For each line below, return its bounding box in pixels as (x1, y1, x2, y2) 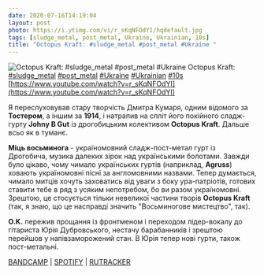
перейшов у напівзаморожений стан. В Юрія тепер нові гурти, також (8, 234, 240, 243)
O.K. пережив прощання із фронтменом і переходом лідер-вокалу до (8, 217, 243, 227)
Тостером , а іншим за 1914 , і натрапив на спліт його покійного (8, 111, 219, 120)
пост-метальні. (8, 242, 59, 252)
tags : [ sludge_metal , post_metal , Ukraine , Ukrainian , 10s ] (8, 33, 210, 42)
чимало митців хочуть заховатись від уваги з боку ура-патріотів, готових (8, 176, 256, 186)
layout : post (8, 19, 51, 27)
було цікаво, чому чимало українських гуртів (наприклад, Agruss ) (8, 160, 232, 169)
